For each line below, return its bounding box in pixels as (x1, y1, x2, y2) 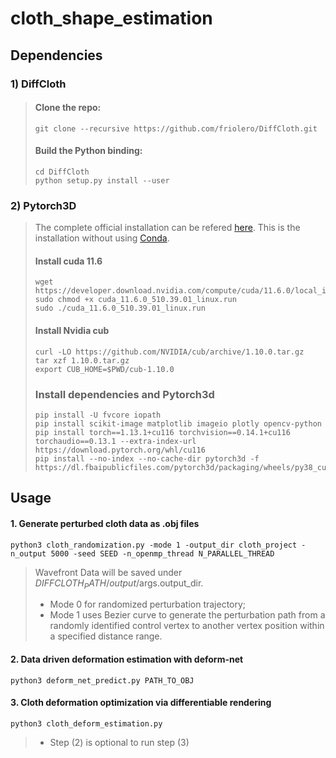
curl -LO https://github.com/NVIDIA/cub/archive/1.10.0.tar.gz (34, 347, 305, 357)
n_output (10, 548, 47, 559)
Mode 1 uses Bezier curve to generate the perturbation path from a (49, 609, 326, 621)
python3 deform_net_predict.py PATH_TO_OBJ (10, 675, 195, 686)
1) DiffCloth (10, 77, 67, 91)
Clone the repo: (34, 102, 102, 114)
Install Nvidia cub (34, 325, 110, 336)
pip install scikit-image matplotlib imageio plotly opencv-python (34, 418, 322, 429)
